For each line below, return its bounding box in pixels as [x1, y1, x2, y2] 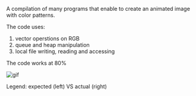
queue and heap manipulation [15, 42, 90, 48]
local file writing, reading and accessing [15, 48, 115, 55]
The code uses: [6, 24, 46, 30]
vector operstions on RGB [15, 35, 80, 42]
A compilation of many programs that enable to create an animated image [6, 5, 191, 12]
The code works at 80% [6, 60, 67, 66]
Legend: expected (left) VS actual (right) [6, 83, 107, 90]
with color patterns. [6, 11, 55, 19]
